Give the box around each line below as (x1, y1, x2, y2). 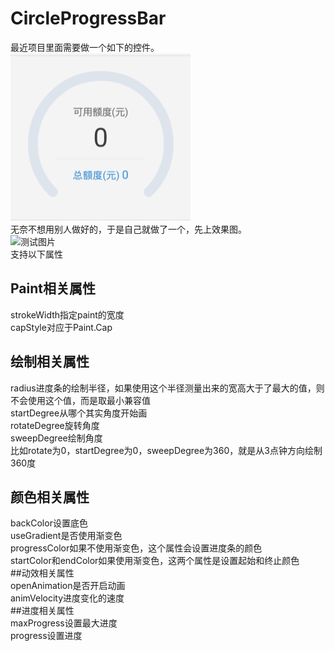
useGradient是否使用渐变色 (10, 530, 123, 542)
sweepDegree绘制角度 (10, 432, 103, 444)
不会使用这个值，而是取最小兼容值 (10, 394, 151, 406)
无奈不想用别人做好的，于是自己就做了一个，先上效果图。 (10, 223, 247, 235)
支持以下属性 (10, 248, 63, 260)
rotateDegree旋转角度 (10, 419, 100, 431)
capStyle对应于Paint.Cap (10, 321, 113, 333)
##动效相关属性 (10, 567, 75, 579)
